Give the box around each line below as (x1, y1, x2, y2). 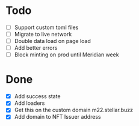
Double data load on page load (14, 38, 91, 45)
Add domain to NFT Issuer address (14, 113, 101, 121)
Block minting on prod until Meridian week (14, 51, 119, 58)
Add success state (14, 93, 61, 100)
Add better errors (14, 44, 58, 51)
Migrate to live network (14, 31, 72, 38)
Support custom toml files (14, 24, 79, 31)
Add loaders (14, 99, 45, 107)
